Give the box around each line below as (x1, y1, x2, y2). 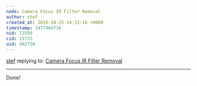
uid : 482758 (6, 42, 35, 47)
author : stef (6, 14, 38, 20)
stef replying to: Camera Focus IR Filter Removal (6, 57, 123, 64)
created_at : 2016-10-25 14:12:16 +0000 (6, 19, 104, 25)
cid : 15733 (6, 36, 33, 42)
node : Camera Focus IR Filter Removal (6, 8, 101, 15)
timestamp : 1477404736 (6, 25, 62, 31)
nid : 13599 (6, 30, 33, 36)
